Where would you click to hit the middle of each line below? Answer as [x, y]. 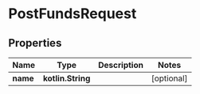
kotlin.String [67, 78]
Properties [35, 43]
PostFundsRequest [73, 14]
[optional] [169, 78]
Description [121, 65]
